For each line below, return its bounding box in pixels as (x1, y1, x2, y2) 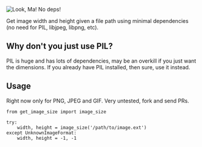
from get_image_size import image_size (6, 108, 107, 114)
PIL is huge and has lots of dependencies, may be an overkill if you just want (6, 57, 197, 64)
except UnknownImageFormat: (6, 130, 77, 136)
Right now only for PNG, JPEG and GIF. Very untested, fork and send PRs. (6, 97, 189, 104)
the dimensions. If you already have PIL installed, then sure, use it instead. (6, 63, 191, 70)
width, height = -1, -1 (17, 135, 77, 141)
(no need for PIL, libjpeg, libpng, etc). (6, 24, 99, 31)
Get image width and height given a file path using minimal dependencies (6, 17, 189, 24)
